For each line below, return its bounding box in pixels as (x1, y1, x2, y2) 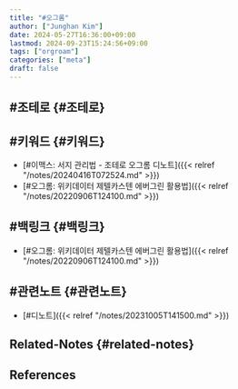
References (9, 367, 76, 383)
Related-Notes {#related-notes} (9, 337, 195, 353)
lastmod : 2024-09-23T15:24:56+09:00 (9, 38, 148, 48)
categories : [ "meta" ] (9, 55, 92, 65)
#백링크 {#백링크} (9, 219, 105, 234)
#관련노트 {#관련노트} (9, 284, 127, 300)
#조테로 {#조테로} (9, 100, 105, 115)
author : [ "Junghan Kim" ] (9, 22, 104, 31)
